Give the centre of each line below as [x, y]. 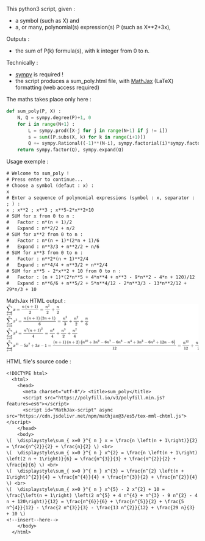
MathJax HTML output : [36, 301]
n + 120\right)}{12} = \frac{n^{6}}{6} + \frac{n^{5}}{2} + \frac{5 [95, 501]
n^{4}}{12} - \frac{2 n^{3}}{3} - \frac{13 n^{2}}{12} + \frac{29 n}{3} [101, 507]
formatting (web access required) [57, 87]
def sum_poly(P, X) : [34, 111]
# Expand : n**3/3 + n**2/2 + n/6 [53, 247]
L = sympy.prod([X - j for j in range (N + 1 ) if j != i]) [98, 131]
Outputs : [18, 39]
